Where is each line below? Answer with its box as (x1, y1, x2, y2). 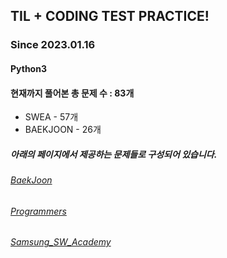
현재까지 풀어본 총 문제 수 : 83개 (10, 87, 135, 99)
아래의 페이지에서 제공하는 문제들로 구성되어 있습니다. (10, 148, 218, 160)
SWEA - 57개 (24, 111, 79, 123)
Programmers (10, 205, 67, 217)
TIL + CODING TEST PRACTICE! (10, 8, 210, 25)
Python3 (10, 62, 47, 74)
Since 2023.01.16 (10, 38, 96, 52)
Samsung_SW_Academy (10, 236, 112, 248)
